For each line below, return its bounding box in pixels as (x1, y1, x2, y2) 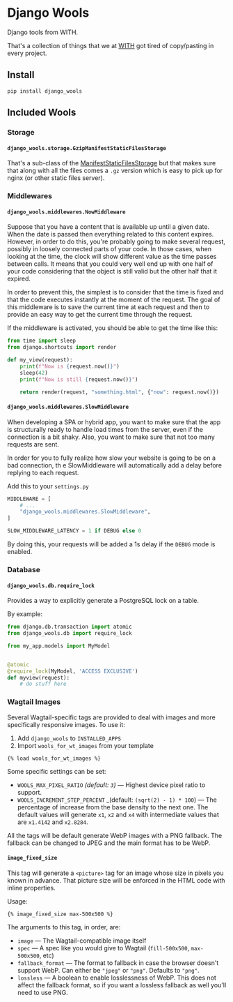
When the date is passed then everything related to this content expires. (7, 230, 214, 239)
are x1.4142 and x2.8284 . (17, 818, 88, 826)
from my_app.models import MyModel (7, 642, 111, 650)
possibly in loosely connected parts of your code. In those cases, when (7, 245, 212, 253)
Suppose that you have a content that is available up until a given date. (7, 223, 210, 231)
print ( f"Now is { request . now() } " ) (19, 363, 120, 371)
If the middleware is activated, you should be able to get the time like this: (7, 324, 218, 332)
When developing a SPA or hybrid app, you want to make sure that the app (7, 417, 221, 426)
